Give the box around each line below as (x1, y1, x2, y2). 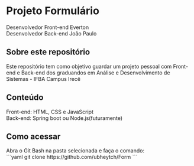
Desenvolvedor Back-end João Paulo (6, 30, 97, 37)
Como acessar (6, 131, 61, 141)
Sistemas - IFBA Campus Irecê (6, 75, 81, 82)
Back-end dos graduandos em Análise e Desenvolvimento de (21, 69, 170, 76)
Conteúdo (6, 93, 44, 103)
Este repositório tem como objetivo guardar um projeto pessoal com (6, 63, 172, 70)
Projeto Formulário (6, 4, 99, 18)
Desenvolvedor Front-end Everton (6, 24, 89, 31)
